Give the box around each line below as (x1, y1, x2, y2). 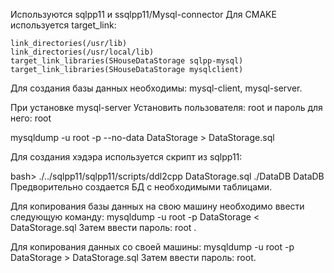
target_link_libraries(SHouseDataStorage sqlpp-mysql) (10, 56, 244, 66)
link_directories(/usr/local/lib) (10, 47, 155, 57)
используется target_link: (10, 19, 117, 31)
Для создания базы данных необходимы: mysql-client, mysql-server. (10, 82, 303, 94)
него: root (10, 112, 52, 124)
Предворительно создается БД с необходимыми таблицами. (10, 181, 273, 193)
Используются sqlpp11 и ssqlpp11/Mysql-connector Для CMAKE (10, 9, 277, 20)
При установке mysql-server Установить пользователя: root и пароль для (10, 102, 323, 113)
